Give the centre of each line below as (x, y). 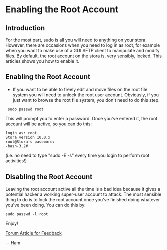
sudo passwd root (25, 109)
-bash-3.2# (17, 146)
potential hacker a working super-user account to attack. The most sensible (83, 194)
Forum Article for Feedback (33, 233)
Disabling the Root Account (49, 177)
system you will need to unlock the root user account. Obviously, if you (86, 95)
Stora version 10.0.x (28, 137)
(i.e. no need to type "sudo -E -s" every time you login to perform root (77, 155)
